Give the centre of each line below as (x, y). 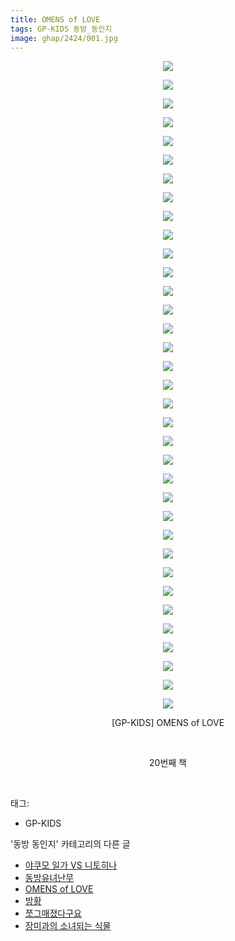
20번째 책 (168, 763)
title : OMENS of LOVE (55, 19)
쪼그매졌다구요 (53, 913)
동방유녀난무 (49, 878)
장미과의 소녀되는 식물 (68, 926)
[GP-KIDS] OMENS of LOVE (168, 723)
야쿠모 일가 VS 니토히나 (71, 865)
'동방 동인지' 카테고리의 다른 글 (70, 844)
